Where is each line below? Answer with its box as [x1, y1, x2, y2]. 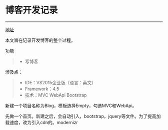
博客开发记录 [5, 4, 58, 16]
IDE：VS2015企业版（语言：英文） [24, 79, 96, 85]
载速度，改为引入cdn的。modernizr [5, 119, 78, 125]
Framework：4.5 [24, 86, 59, 92]
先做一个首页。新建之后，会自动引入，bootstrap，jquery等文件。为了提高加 [5, 113, 161, 119]
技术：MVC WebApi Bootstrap [24, 92, 87, 98]
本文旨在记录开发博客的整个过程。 [5, 37, 75, 43]
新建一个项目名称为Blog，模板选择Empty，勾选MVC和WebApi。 [5, 103, 137, 109]
